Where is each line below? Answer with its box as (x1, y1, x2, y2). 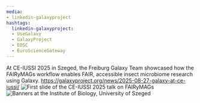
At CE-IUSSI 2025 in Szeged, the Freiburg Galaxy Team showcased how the (6, 64, 194, 71)
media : (6, 8, 23, 15)
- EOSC (11, 43, 28, 49)
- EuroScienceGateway (11, 48, 66, 54)
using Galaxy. (6, 77, 40, 84)
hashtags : (6, 20, 31, 26)
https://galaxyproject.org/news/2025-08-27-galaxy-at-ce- (41, 77, 186, 84)
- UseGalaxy (11, 31, 42, 37)
